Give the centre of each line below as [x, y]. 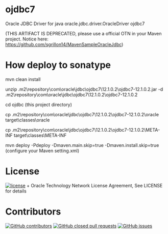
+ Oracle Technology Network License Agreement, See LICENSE [94, 185]
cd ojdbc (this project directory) [39, 104]
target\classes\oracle [28, 120]
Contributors [33, 211]
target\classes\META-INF [40, 135]
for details [16, 191]
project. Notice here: [27, 39]
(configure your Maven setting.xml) [42, 151]
